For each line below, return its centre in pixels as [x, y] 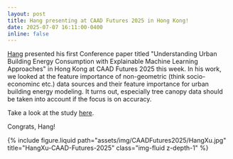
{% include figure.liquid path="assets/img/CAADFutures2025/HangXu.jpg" [117, 141]
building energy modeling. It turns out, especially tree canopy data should [115, 92]
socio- [196, 77]
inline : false [28, 34]
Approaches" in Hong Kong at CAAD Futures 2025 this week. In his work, [114, 69]
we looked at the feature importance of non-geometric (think [96, 77]
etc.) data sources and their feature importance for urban [125, 84]
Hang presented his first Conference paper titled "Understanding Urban [112, 54]
